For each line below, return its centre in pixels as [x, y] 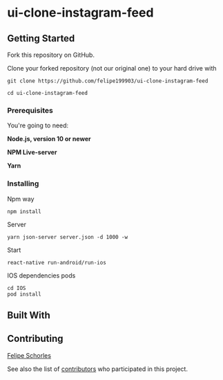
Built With [29, 315]
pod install [24, 294]
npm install [24, 211]
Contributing [35, 339]
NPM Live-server [32, 152]
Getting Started [41, 38]
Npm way [21, 199]
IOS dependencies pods [41, 275]
